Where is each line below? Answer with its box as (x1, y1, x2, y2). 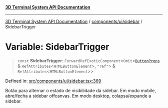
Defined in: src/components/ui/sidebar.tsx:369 (5, 78, 101, 84)
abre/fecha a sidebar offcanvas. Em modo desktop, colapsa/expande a (5, 93, 151, 99)
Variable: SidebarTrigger (5, 41, 109, 53)
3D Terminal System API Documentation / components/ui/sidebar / (5, 18, 142, 24)
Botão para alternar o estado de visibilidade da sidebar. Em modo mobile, (5, 87, 156, 94)
